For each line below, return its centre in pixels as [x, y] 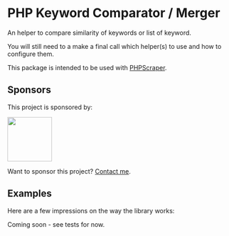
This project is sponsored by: [50, 107]
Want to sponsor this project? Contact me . [69, 171]
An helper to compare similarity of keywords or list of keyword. [100, 33]
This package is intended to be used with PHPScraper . [87, 67]
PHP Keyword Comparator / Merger [114, 13]
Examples [30, 194]
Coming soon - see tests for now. [56, 224]
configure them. [31, 54]
